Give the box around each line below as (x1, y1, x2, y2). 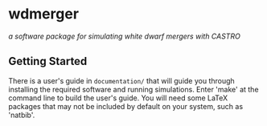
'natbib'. (8, 110, 35, 120)
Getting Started (8, 55, 88, 68)
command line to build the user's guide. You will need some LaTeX (8, 93, 228, 103)
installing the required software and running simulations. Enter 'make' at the (8, 84, 259, 94)
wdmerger (8, 5, 79, 23)
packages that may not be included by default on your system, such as (8, 101, 244, 111)
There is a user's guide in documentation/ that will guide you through (8, 75, 235, 85)
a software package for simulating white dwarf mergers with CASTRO (8, 31, 241, 41)
